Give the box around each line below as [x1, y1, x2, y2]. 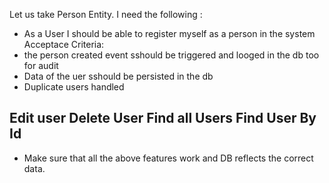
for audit [23, 60, 59, 71]
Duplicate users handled [23, 81, 125, 93]
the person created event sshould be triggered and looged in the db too [23, 49, 320, 61]
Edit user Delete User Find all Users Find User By [9, 110, 317, 127]
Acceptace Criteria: [23, 39, 105, 50]
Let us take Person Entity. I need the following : [9, 9, 203, 20]
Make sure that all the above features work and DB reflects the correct [23, 152, 314, 164]
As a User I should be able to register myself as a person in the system [23, 28, 316, 39]
